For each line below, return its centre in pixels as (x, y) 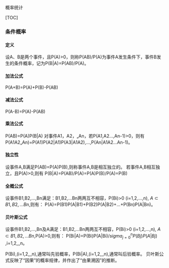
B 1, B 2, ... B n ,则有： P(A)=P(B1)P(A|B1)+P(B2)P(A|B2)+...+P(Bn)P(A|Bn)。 (80, 205)
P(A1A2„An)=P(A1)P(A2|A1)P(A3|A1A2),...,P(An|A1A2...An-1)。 (69, 142)
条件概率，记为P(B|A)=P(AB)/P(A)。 (51, 63)
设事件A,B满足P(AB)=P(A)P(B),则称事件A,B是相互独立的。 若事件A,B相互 (80, 167)
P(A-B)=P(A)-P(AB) (25, 111)
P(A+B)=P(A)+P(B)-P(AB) (32, 87)
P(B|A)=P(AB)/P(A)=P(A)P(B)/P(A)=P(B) (86, 173)
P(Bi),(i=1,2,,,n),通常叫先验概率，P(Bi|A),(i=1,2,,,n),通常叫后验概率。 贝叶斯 (82, 254)
